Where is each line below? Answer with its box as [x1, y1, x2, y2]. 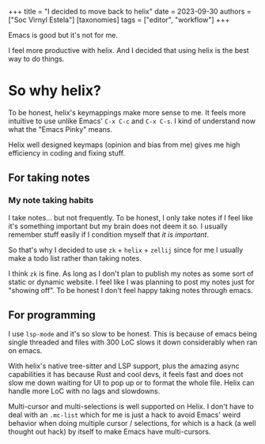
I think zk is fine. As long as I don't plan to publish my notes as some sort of [8, 269, 254, 278]
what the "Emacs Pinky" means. [8, 124, 113, 134]
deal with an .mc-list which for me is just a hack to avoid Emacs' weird [8, 410, 241, 420]
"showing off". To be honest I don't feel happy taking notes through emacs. [8, 285, 253, 295]
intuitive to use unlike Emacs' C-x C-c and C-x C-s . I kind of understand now [8, 116, 256, 126]
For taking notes [8, 171, 91, 185]
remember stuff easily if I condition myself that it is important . [8, 229, 210, 239]
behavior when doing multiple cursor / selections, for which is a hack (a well [8, 419, 256, 428]
